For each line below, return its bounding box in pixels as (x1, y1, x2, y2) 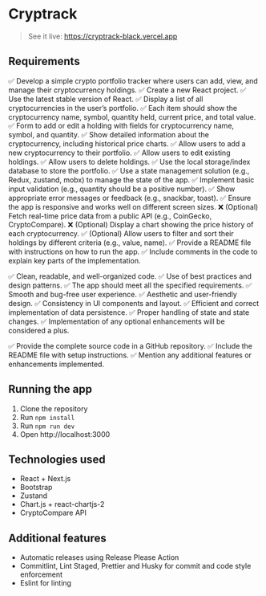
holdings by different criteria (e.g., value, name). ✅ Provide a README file (8, 238, 252, 247)
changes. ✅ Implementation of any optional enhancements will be (8, 316, 226, 326)
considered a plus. (8, 325, 70, 335)
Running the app (8, 382, 92, 396)
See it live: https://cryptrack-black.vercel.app (27, 31, 178, 41)
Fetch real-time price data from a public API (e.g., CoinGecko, (8, 210, 212, 221)
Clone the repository (19, 403, 88, 414)
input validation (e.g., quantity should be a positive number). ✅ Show (8, 184, 236, 194)
